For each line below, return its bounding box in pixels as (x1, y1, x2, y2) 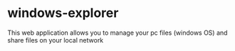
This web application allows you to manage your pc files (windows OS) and (7, 28, 228, 37)
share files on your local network (7, 35, 104, 44)
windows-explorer (7, 5, 119, 21)
